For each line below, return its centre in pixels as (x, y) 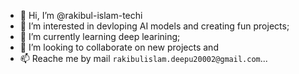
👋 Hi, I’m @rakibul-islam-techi (81, 15)
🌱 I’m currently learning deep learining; (100, 36)
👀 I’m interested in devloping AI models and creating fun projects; (154, 26)
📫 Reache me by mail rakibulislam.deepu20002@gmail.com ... (143, 58)
